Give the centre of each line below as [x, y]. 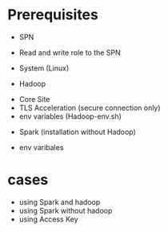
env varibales [41, 147]
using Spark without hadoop [66, 210]
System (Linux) [44, 68]
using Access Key [48, 219]
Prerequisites [53, 15]
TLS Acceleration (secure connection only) [90, 108]
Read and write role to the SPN [70, 52]
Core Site [34, 99]
